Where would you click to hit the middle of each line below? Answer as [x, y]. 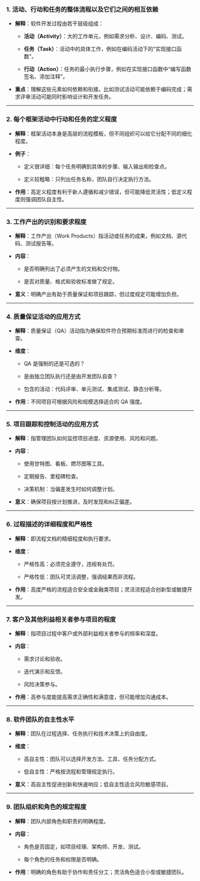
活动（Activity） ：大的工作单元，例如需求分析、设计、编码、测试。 [105, 36]
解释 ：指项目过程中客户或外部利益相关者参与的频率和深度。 [88, 634]
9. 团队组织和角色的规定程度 [46, 807]
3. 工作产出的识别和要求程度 [46, 222]
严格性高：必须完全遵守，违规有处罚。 [71, 564]
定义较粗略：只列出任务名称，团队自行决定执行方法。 [89, 179]
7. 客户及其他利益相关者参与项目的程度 [61, 619]
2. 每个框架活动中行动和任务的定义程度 [62, 119]
